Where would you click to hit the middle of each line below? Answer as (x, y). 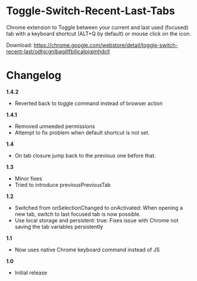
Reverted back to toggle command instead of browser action (89, 103)
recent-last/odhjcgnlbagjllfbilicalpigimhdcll (58, 51)
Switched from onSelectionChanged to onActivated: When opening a (99, 207)
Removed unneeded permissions (55, 126)
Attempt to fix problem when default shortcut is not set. (82, 132)
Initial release (31, 272)
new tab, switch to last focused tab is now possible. (77, 214)
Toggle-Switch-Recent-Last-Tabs (91, 11)
